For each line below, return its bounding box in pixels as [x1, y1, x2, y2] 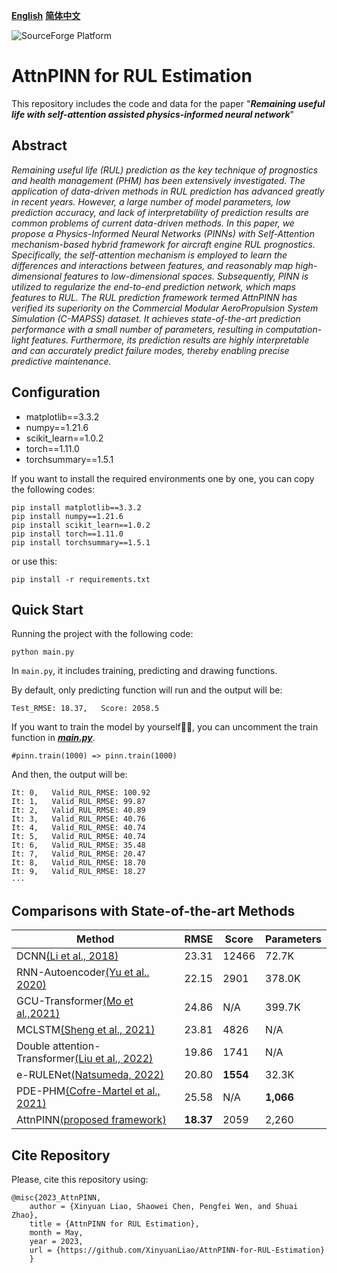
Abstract [11, 137, 68, 154]
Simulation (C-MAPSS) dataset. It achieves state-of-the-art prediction [11, 312, 301, 324]
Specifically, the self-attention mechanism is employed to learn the [11, 249, 288, 261]
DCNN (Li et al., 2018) [16, 949, 119, 963]
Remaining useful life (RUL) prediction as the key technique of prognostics [11, 164, 319, 176]
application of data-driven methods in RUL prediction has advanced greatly [11, 185, 325, 197]
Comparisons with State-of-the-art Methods [11, 902, 296, 919]
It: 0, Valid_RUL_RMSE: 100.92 [11, 788, 151, 798]
